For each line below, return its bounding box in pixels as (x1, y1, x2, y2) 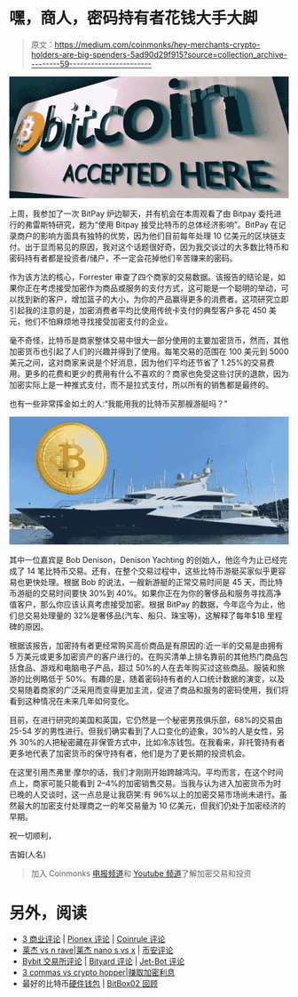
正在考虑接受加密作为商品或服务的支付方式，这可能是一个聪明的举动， (24, 282, 281, 293)
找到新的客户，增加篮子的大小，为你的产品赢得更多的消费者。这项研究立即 (16, 293, 289, 304)
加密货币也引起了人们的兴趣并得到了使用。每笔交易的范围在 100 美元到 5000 (9, 346, 289, 357)
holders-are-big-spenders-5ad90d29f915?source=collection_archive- (30, 49, 288, 60)
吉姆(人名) (9, 849, 47, 860)
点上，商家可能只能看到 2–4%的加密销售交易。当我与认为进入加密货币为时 (9, 778, 282, 789)
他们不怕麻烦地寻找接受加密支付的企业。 (24, 316, 173, 326)
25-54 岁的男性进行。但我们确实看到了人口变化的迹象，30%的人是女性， (9, 726, 277, 736)
